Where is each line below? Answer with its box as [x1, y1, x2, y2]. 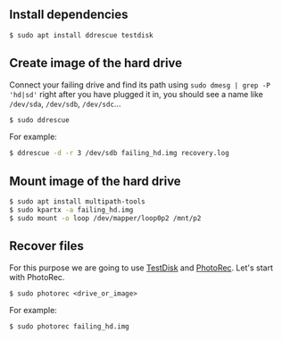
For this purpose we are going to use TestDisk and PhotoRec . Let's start [9, 262, 274, 273]
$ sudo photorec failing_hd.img [9, 321, 129, 331]
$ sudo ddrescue [9, 115, 70, 124]
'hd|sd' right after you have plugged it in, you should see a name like [9, 88, 263, 99]
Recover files [9, 238, 85, 253]
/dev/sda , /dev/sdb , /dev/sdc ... [9, 98, 121, 109]
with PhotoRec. [9, 271, 65, 282]
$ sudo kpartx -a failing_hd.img [9, 205, 134, 214]
